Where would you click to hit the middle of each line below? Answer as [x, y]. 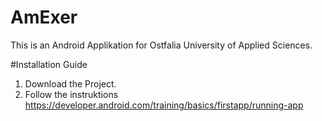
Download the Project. [70, 83]
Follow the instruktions [71, 94]
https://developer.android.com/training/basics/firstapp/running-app [164, 105]
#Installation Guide [49, 64]
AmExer [44, 17]
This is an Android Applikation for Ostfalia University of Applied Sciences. [161, 45]
